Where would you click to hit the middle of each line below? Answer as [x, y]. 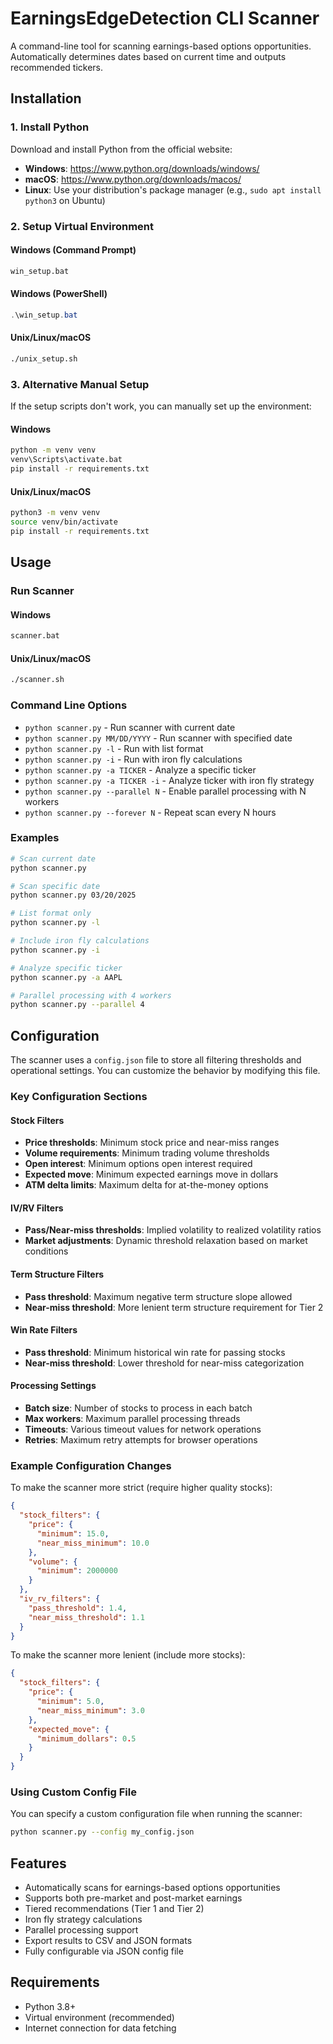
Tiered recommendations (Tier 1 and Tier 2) [114, 1909]
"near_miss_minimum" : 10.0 [93, 1543]
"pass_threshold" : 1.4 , [78, 1608]
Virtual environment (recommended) [99, 2017]
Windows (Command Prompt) [73, 250]
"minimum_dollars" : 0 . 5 [86, 1738]
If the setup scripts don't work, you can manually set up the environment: [161, 406]
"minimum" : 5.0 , [70, 1702]
